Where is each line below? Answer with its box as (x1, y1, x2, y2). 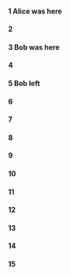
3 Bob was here (8, 42, 61, 51)
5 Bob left (8, 78, 41, 88)
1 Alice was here (8, 6, 63, 16)
